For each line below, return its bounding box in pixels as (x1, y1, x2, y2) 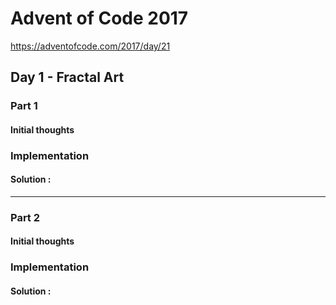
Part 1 (10, 99, 38, 113)
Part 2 (10, 210, 41, 224)
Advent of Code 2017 (10, 7, 189, 30)
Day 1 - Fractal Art (10, 69, 125, 86)
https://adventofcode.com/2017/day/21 (10, 40, 171, 52)
